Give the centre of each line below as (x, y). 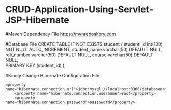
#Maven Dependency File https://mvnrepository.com (61, 34)
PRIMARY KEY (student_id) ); (36, 65)
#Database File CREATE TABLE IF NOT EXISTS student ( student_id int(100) (84, 44)
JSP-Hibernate (37, 20)
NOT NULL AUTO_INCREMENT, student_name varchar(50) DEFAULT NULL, (84, 49)
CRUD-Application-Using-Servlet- (79, 9)
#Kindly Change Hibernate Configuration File (52, 75)
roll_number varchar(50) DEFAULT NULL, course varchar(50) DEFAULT (79, 55)
